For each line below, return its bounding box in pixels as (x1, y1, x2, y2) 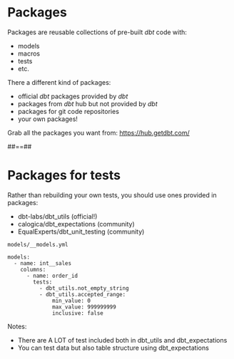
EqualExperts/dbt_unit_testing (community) (17, 227, 145, 236)
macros (17, 49, 41, 58)
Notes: (7, 322, 27, 331)
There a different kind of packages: (7, 78, 111, 86)
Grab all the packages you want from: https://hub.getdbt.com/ (7, 128, 190, 137)
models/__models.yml (7, 241, 69, 248)
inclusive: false (52, 309, 103, 317)
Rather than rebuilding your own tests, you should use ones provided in (7, 190, 217, 199)
